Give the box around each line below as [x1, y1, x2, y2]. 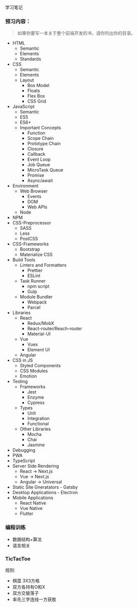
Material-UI [27, 331, 51, 337]
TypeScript [12, 458, 35, 464]
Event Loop [27, 156, 51, 163]
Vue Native [19, 506, 43, 511]
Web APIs [27, 204, 47, 210]
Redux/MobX [27, 320, 54, 326]
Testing [12, 379, 28, 385]
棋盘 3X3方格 [12, 578, 40, 584]
